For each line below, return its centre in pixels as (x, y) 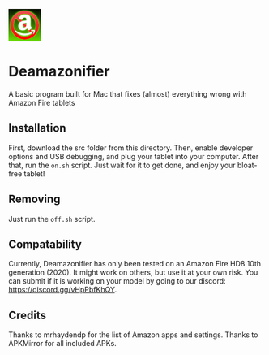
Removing (34, 199)
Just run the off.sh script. (52, 219)
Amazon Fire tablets (42, 102)
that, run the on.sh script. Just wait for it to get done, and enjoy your (122, 165)
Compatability (45, 244)
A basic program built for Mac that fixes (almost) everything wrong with (128, 93)
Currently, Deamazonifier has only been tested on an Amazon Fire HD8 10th (135, 264)
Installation (37, 128)
